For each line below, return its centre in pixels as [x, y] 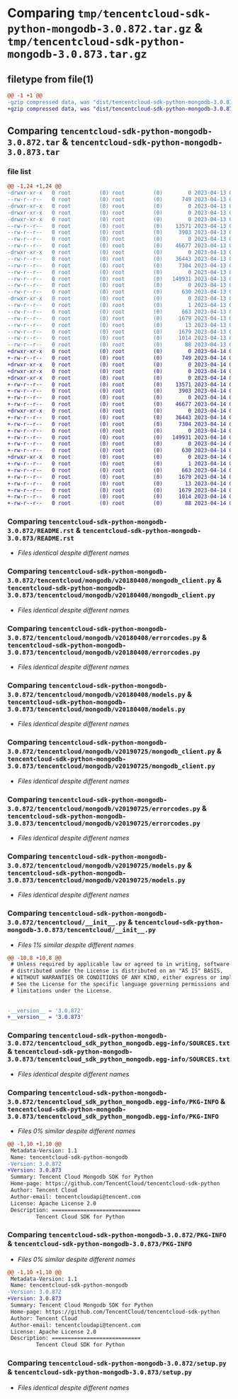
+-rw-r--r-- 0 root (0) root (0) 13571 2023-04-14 [117, 384]
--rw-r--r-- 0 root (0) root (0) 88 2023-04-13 [117, 345]
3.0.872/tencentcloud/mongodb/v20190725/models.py [96, 865]
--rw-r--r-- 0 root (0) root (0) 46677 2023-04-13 [117, 246]
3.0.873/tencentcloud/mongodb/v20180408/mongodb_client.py [111, 595]
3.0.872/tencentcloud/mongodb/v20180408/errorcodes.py [104, 638]
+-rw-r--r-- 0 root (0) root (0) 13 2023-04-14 [117, 484]
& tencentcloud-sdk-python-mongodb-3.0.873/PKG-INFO [100, 1243]
